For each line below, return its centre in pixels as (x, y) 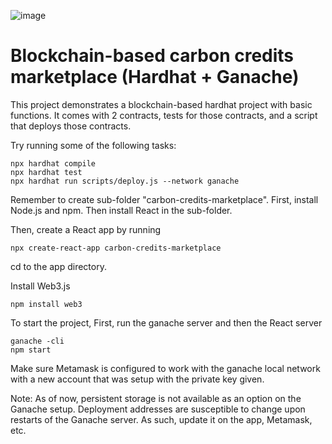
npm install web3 (46, 304)
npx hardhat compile (53, 163)
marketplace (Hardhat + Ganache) (155, 77)
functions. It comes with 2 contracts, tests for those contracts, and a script (164, 115)
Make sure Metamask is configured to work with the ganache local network (165, 368)
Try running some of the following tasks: (93, 145)
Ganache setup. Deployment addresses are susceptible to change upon (158, 409)
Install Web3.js (40, 286)
